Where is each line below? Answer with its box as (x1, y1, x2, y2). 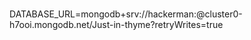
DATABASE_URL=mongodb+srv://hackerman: (9, 8, 197, 20)
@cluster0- (196, 8, 243, 20)
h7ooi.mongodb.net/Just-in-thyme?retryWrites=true (9, 19, 224, 31)
